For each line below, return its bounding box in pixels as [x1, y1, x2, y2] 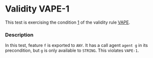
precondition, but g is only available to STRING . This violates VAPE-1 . [5, 47, 139, 54]
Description [5, 31, 34, 38]
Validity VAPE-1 [5, 3, 70, 14]
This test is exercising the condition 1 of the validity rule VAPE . [5, 19, 131, 25]
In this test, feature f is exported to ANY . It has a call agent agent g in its [5, 43, 148, 48]
